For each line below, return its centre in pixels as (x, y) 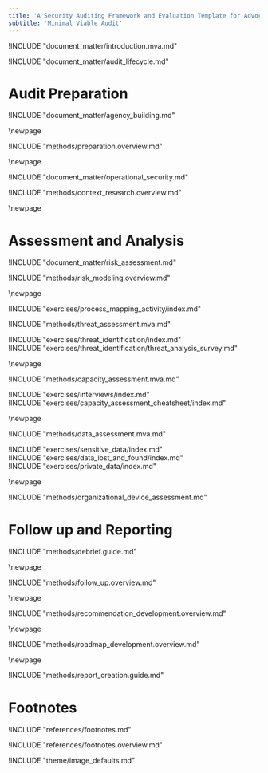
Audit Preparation (68, 93)
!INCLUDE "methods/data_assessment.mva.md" (87, 434)
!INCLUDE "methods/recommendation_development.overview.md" (117, 613)
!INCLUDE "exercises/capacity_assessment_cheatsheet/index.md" (117, 403)
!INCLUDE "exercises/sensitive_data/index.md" (86, 450)
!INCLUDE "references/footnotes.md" (70, 730)
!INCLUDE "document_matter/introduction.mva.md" (93, 45)
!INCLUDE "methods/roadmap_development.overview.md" (104, 645)
